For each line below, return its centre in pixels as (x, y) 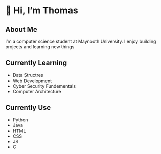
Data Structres (28, 75)
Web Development (32, 81)
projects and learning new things (40, 47)
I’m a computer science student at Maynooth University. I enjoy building (81, 41)
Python (20, 120)
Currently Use (28, 107)
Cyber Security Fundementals (44, 86)
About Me (21, 29)
